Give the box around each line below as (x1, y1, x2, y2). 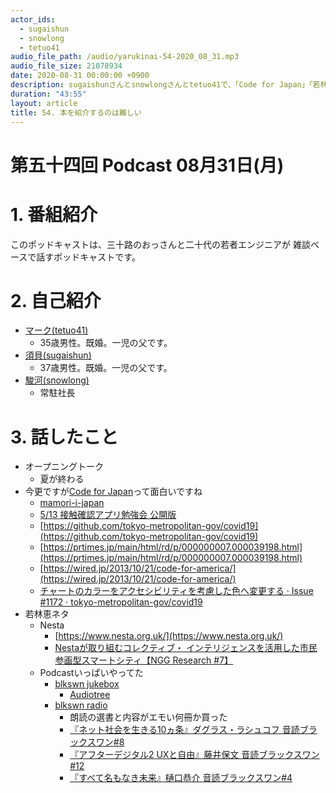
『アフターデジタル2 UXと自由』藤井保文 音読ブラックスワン (69, 749, 320, 761)
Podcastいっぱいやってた (39, 667, 144, 679)
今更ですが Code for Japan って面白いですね (24, 486, 203, 498)
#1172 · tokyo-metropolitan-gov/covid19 (39, 596, 203, 608)
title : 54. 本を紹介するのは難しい (10, 107, 142, 118)
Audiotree (69, 689, 111, 701)
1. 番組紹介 (10, 203, 98, 226)
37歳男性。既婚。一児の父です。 (39, 362, 173, 374)
